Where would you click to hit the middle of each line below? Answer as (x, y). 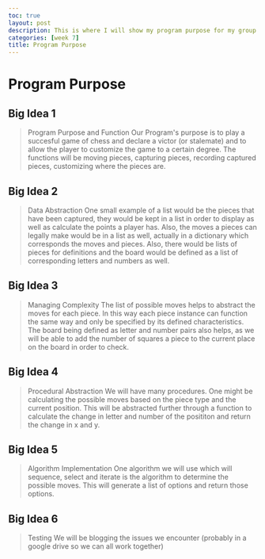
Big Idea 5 (33, 449)
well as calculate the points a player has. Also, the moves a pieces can (142, 227)
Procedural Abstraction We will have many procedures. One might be (140, 391)
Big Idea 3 (33, 286)
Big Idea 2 (33, 191)
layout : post (30, 23)
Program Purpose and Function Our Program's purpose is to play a (136, 132)
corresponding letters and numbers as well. (98, 260)
